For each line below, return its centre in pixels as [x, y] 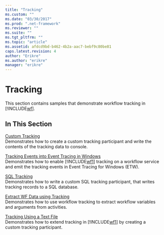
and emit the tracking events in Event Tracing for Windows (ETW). [72, 167]
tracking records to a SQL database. [42, 187]
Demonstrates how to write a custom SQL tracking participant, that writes [80, 181]
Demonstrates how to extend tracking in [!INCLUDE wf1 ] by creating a [75, 222]
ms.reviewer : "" [22, 28]
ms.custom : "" [20, 14]
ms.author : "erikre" [26, 60]
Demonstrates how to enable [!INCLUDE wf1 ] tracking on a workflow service [82, 161]
